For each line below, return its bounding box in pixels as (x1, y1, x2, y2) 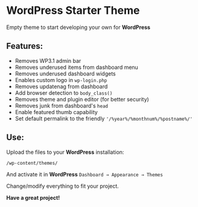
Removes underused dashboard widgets (14, 70, 116, 77)
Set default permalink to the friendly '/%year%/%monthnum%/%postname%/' (14, 115, 193, 122)
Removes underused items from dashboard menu (14, 63, 139, 71)
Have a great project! (6, 194, 60, 201)
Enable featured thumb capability (14, 108, 98, 115)
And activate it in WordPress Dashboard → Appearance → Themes (6, 170, 163, 178)
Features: (6, 41, 43, 51)
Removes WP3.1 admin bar (14, 57, 81, 64)
